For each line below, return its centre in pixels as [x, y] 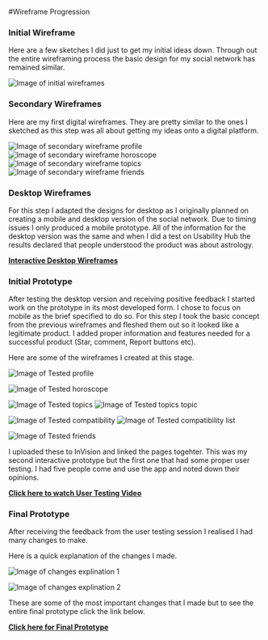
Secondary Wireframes [55, 104]
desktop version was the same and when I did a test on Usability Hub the [130, 236]
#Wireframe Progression [49, 12]
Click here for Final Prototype [59, 627]
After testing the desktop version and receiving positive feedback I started [132, 299]
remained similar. [37, 67]
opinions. [24, 477]
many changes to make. [48, 540]
